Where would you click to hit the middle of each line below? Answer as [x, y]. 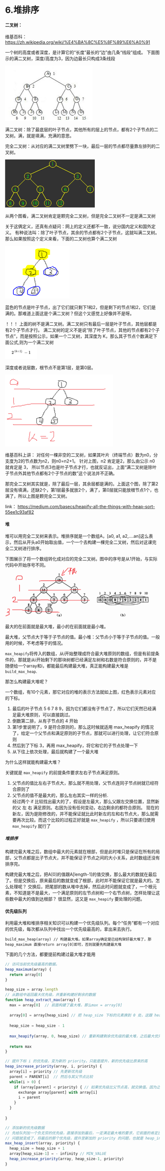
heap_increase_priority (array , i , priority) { [54, 1066]
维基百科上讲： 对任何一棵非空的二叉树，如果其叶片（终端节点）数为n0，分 [82, 455]
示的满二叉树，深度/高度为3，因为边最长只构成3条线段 [60, 59]
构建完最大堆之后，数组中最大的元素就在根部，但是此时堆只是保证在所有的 [80, 852]
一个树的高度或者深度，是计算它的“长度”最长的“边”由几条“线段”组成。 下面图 [82, 53]
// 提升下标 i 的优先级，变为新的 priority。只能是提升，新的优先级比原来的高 [77, 1061]
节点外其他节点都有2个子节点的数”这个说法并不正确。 [63, 473]
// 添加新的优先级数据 [25, 1128]
